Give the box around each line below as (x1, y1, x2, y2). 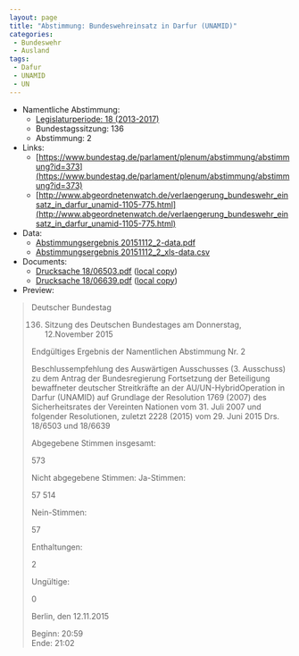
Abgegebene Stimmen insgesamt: (30, 437, 156, 448)
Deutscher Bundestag (30, 301, 112, 313)
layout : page (9, 13, 58, 22)
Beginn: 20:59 (30, 627, 83, 639)
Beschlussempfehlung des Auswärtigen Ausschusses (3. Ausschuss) (30, 363, 287, 374)
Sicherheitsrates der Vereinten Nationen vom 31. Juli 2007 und (30, 401, 262, 412)
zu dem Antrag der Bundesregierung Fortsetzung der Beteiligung (30, 373, 270, 383)
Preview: (21, 284, 55, 295)
